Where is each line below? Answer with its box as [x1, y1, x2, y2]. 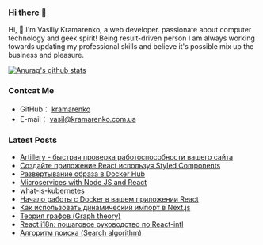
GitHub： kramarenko [19, 104, 91, 114]
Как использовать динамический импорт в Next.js [19, 202, 191, 212]
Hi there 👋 [8, 7, 48, 18]
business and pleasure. [8, 51, 85, 60]
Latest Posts [8, 134, 58, 145]
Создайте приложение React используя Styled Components [19, 160, 221, 170]
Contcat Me [8, 85, 55, 96]
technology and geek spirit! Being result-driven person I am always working [8, 33, 255, 43]
